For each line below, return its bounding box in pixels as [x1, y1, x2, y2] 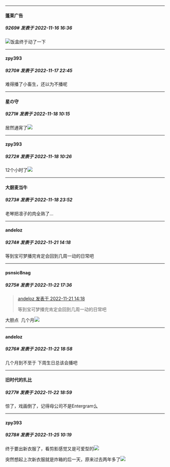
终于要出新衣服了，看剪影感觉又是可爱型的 [5, 445, 94, 451]
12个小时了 [5, 167, 28, 173]
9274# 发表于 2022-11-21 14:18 [5, 240, 71, 245]
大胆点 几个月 [5, 317, 34, 323]
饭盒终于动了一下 [10, 38, 46, 44]
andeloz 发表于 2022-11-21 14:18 [17, 295, 85, 301]
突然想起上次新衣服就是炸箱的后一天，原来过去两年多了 [5, 456, 120, 462]
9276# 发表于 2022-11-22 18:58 [5, 346, 73, 352]
